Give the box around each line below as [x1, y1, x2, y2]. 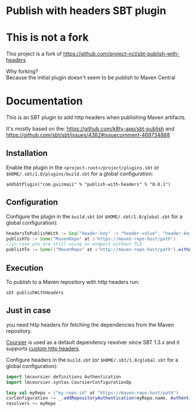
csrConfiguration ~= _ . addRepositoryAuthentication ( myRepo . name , [6, 395, 168, 401]
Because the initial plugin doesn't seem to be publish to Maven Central [6, 74, 176, 81]
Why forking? [6, 68, 38, 75]
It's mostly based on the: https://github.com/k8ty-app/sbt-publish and [6, 125, 175, 132]
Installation [6, 148, 48, 159]
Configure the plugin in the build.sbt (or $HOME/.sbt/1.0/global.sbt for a [6, 212, 183, 220]
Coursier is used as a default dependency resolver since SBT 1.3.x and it [6, 338, 180, 346]
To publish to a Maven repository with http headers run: [6, 279, 140, 285]
